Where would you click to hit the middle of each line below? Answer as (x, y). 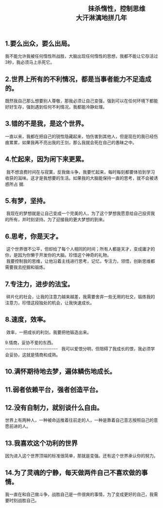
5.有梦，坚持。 (27, 201)
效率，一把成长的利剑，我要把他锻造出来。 (49, 332)
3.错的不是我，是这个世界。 (47, 124)
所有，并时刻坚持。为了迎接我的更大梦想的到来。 (58, 219)
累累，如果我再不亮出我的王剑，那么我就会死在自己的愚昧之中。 (73, 142)
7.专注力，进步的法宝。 (40, 284)
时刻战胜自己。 (24, 501)
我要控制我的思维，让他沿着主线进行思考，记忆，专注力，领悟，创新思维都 (81, 261)
